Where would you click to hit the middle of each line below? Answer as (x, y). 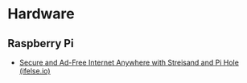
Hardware (41, 14)
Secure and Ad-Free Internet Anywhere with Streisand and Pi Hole (129, 62)
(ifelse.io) (35, 71)
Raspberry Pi (41, 43)
